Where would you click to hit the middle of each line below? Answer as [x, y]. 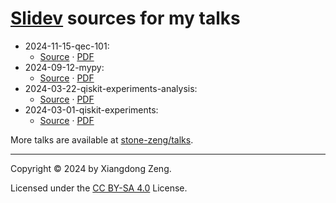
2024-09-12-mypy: [64, 67]
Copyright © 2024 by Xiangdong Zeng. [91, 168]
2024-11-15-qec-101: [67, 46]
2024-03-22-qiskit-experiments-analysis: [111, 88]
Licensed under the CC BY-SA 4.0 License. [99, 188]
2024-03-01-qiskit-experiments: [91, 109]
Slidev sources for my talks [125, 18]
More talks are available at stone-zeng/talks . [102, 139]
